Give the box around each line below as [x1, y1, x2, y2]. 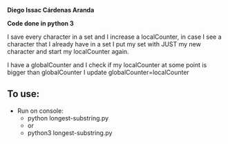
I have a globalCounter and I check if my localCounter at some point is [7, 61, 207, 69]
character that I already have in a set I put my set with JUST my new [7, 40, 202, 48]
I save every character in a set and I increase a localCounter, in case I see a [7, 33, 222, 41]
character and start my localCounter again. [7, 48, 129, 55]
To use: [7, 88, 40, 100]
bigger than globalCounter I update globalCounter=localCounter [7, 69, 190, 76]
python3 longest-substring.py [27, 128, 113, 137]
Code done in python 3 [7, 19, 74, 27]
